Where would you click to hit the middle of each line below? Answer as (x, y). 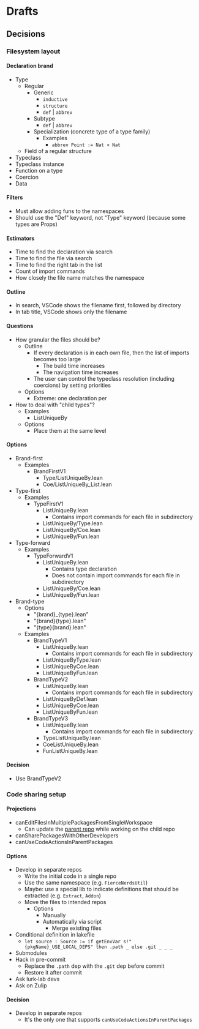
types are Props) (36, 224)
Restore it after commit (53, 973)
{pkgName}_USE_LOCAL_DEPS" (59, 947)
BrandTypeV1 (50, 640)
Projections (21, 809)
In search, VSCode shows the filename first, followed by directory (98, 305)
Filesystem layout (33, 51)
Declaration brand (30, 66)
